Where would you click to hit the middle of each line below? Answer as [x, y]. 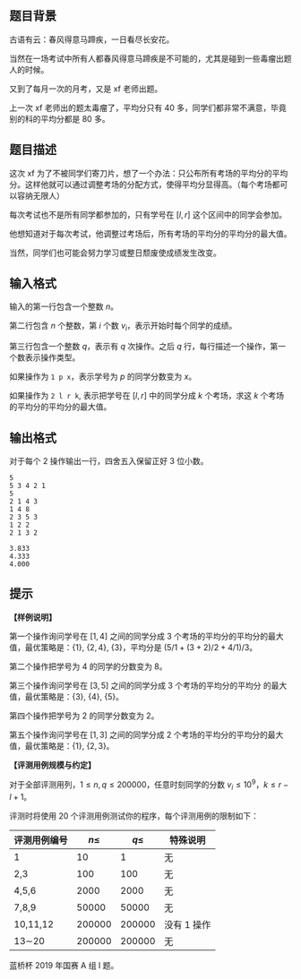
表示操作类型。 [52, 357]
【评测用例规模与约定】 [52, 765]
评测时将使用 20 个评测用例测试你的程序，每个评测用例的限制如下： [134, 816]
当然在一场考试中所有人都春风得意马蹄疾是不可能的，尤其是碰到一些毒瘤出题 [150, 58]
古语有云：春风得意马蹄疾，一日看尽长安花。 [92, 39]
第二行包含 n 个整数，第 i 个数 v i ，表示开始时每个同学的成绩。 [123, 327]
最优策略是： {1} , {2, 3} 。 [69, 745]
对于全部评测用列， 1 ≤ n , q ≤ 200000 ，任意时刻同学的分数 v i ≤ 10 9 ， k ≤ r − [149, 785]
